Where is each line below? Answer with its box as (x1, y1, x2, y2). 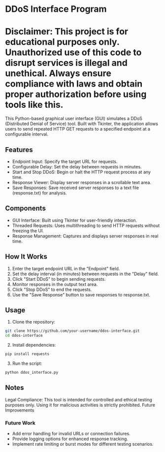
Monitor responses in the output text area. (12, 281, 98, 287)
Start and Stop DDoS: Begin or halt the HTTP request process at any (12, 169, 151, 175)
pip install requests (5, 352, 50, 356)
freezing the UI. (12, 227, 44, 233)
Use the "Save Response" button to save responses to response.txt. (12, 291, 150, 297)
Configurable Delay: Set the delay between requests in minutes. (12, 163, 142, 169)
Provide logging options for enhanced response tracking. (12, 436, 128, 442)
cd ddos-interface (5, 333, 43, 338)
